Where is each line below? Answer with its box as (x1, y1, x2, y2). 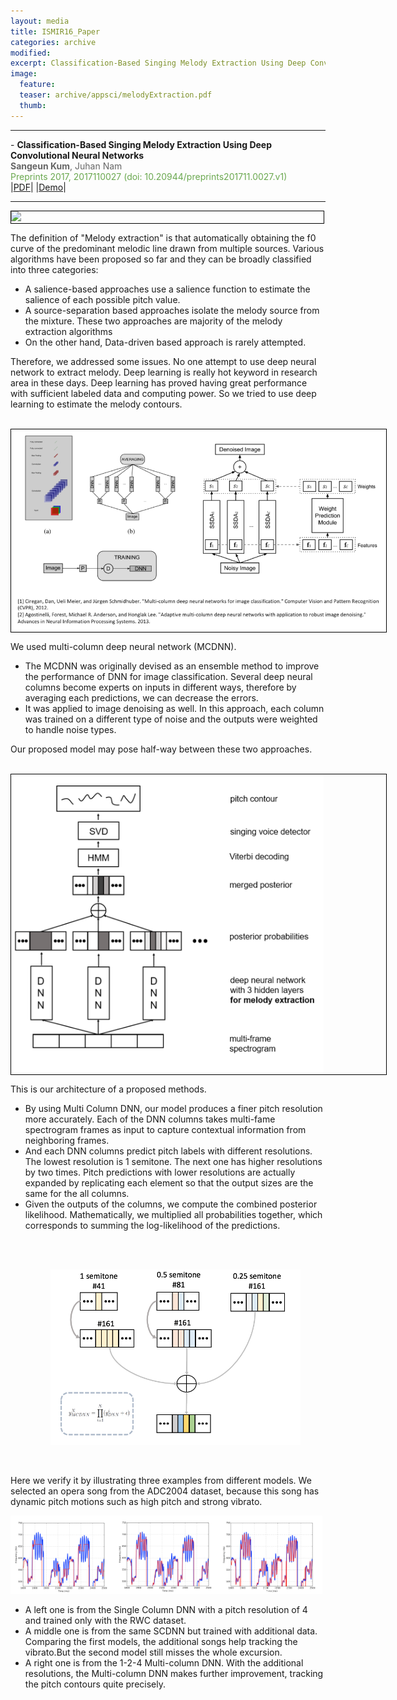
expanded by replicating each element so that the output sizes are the (24, 1176, 314, 1189)
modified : (10, 48, 52, 58)
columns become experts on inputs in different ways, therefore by (24, 681, 297, 693)
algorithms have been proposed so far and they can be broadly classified (10, 253, 312, 265)
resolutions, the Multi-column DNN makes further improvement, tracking (24, 1668, 324, 1680)
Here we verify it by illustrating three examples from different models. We (10, 1475, 312, 1487)
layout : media (10, 16, 70, 26)
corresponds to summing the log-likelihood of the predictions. (24, 1219, 281, 1231)
